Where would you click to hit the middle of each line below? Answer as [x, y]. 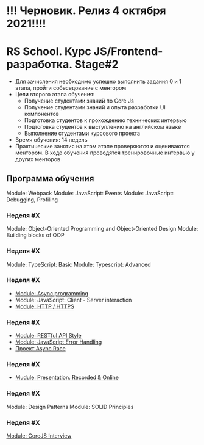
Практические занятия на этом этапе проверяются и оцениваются [102, 147]
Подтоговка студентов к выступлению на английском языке [103, 127]
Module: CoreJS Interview [39, 436]
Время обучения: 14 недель [51, 140]
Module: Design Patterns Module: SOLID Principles [70, 407]
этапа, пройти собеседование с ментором [71, 88]
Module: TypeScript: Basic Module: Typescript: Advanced [79, 264]
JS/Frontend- [128, 52]
